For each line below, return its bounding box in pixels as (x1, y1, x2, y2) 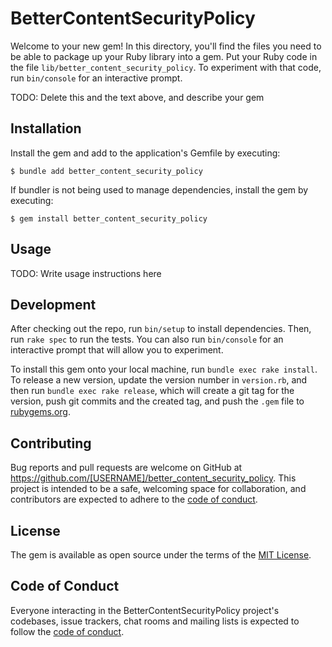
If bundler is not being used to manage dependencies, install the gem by (10, 183, 309, 196)
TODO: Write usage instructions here (10, 267, 162, 279)
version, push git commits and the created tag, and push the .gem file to (10, 395, 305, 407)
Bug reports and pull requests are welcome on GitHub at (10, 462, 243, 474)
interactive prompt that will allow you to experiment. (10, 344, 224, 356)
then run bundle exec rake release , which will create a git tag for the (10, 385, 295, 397)
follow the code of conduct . (10, 625, 125, 637)
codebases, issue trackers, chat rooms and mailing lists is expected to (10, 615, 300, 627)
